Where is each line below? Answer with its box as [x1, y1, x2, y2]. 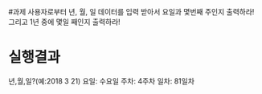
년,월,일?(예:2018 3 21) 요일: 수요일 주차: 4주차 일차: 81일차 [8, 76, 195, 86]
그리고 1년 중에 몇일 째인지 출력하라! [8, 17, 121, 27]
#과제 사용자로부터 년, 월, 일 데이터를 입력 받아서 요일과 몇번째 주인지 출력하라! [8, 7, 255, 16]
